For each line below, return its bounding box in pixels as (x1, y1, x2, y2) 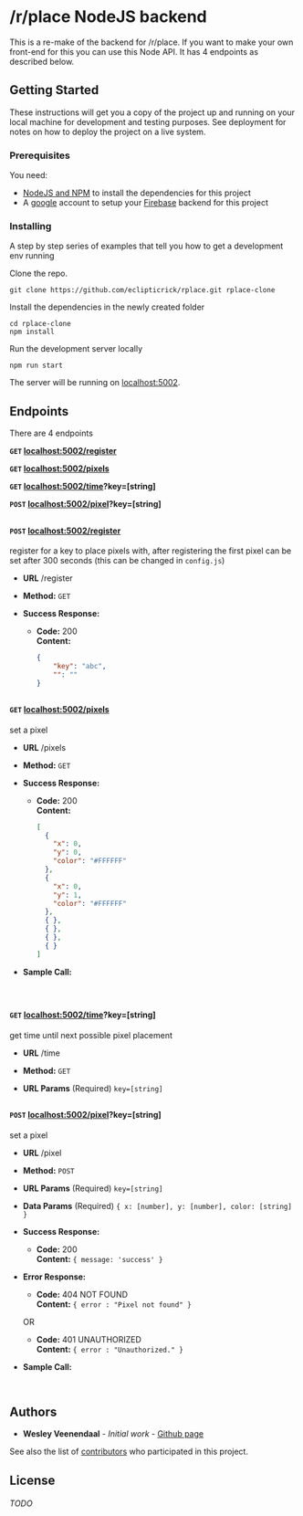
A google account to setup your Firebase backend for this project (22, 197, 269, 208)
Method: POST (22, 1164, 75, 1175)
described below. (9, 56, 75, 67)
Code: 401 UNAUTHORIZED (36, 1333, 141, 1344)
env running (9, 250, 55, 261)
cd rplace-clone (9, 320, 71, 329)
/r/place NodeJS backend (9, 6, 207, 27)
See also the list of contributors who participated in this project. (9, 1446, 249, 1458)
